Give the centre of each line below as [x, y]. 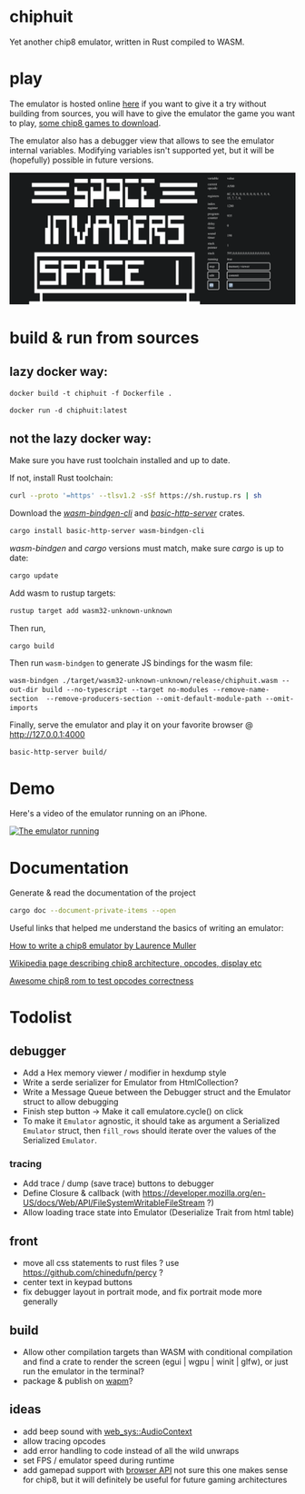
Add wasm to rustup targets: [63, 593]
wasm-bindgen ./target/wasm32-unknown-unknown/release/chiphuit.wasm [144, 681]
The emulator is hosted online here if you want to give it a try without [138, 104]
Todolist [41, 1018]
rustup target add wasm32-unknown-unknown [91, 610]
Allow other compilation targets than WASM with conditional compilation [157, 1352]
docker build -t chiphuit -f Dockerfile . [91, 394]
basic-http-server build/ [58, 752]
